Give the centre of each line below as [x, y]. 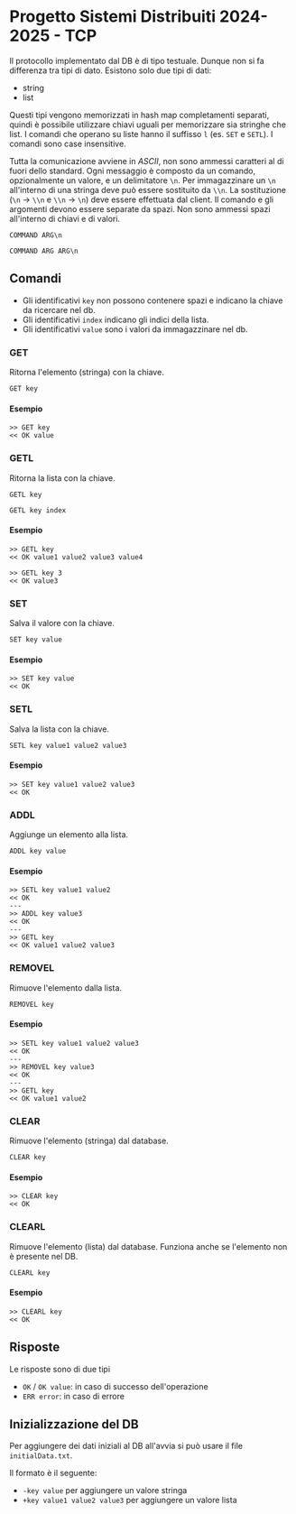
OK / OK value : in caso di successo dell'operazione [116, 1386]
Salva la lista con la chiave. [60, 729]
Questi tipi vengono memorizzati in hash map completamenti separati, [139, 115]
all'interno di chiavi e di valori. [65, 218]
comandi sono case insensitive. [68, 143]
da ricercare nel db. [59, 309]
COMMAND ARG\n [36, 235]
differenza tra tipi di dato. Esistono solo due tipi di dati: [111, 70]
